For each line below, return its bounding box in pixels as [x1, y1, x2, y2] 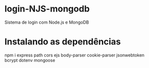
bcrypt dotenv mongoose [4, 57, 55, 63]
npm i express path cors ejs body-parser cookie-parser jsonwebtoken [4, 52, 145, 58]
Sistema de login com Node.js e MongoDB [4, 19, 89, 25]
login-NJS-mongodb [4, 3, 90, 14]
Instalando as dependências [4, 36, 121, 47]
